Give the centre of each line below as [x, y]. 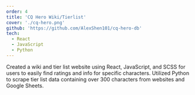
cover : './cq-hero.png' [36, 22]
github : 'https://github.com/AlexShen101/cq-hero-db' [74, 28]
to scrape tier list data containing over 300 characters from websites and [95, 79]
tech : [13, 34]
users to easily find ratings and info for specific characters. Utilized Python [98, 73]
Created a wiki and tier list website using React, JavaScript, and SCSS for [96, 67]
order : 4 [17, 12]
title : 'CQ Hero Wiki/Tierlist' [46, 17]
